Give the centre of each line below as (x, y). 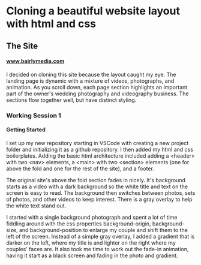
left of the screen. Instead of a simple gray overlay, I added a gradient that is (100, 236)
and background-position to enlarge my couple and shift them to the (103, 230)
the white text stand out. (36, 206)
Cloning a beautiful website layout (93, 11)
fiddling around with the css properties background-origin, (79, 224)
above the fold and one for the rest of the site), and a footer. (80, 168)
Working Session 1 (34, 115)
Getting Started (26, 130)
